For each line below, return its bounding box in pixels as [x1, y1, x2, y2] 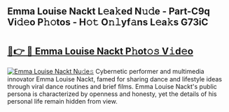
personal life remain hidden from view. [7, 97, 118, 105]
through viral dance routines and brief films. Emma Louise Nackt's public [7, 83, 217, 90]
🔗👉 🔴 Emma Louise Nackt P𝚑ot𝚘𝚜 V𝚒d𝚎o [7, 45, 194, 57]
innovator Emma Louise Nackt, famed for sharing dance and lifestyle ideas [7, 75, 223, 83]
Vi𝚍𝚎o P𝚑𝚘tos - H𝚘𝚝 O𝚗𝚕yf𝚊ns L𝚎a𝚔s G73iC [7, 17, 209, 29]
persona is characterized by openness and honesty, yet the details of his [7, 90, 217, 98]
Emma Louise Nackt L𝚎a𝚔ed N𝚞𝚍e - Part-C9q [7, 6, 210, 17]
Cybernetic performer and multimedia [95, 67, 204, 75]
